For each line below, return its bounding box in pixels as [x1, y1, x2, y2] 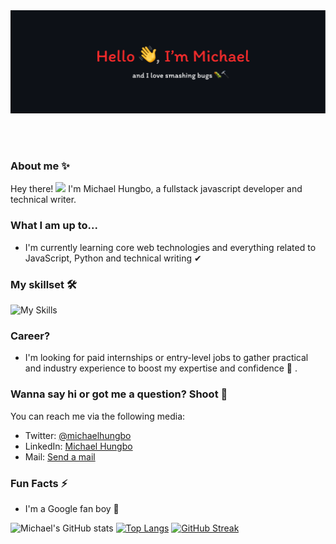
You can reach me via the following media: [10, 410, 186, 422]
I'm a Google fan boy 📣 [24, 502, 120, 514]
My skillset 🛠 [10, 277, 77, 291]
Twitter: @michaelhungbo [24, 429, 132, 441]
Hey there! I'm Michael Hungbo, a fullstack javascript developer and [10, 183, 303, 195]
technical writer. [10, 194, 77, 206]
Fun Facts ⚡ [10, 476, 68, 490]
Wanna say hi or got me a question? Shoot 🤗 [10, 387, 228, 401]
